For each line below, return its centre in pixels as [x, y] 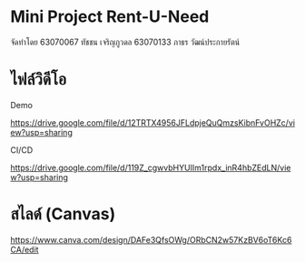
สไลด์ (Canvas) [63, 214]
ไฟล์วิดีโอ [39, 80]
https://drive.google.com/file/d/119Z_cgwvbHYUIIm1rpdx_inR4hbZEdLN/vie [151, 167]
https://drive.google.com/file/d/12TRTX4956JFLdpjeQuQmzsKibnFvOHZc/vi [153, 122]
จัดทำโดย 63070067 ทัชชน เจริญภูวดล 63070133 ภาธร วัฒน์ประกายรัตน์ [125, 42]
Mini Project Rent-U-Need [110, 17]
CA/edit [25, 249]
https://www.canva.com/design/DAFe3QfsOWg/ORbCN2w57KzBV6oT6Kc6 [151, 239]
